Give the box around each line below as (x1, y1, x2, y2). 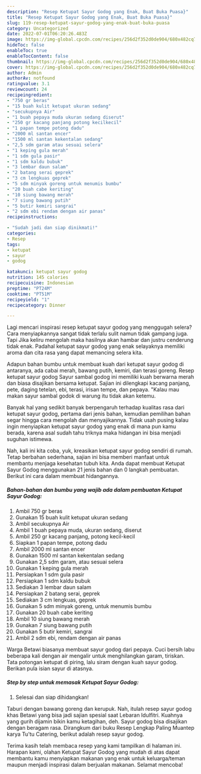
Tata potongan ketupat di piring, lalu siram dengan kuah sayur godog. (7, 659, 178, 666)
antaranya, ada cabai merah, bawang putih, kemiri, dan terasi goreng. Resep (7, 367, 194, 374)
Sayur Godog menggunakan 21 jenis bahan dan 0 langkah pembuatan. (7, 466, 180, 473)
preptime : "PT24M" (7, 285, 52, 291)
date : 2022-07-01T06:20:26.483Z (7, 31, 87, 37)
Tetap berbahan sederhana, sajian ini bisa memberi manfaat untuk (7, 454, 169, 461)
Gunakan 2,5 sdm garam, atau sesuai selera (15, 559, 124, 566)
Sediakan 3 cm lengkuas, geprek (15, 596, 97, 603)
